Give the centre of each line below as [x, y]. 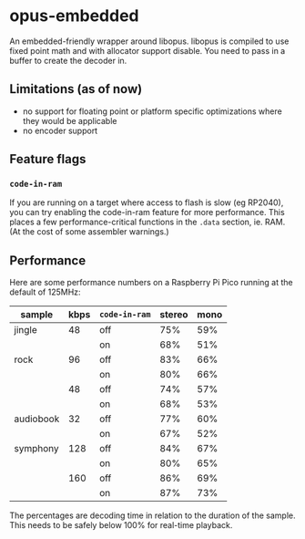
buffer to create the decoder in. [68, 60]
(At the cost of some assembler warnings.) [90, 232]
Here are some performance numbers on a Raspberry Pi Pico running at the [151, 283]
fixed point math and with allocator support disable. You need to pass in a [147, 50]
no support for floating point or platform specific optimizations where [152, 111]
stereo [173, 315]
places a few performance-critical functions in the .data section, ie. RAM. [147, 222]
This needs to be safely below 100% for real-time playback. [121, 525]
